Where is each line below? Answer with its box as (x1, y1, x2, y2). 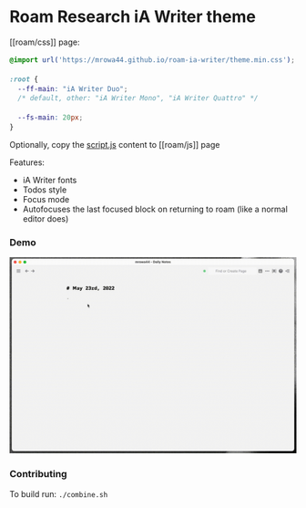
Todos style (22, 184, 67, 195)
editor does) (22, 213, 69, 224)
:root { (9, 75, 39, 84)
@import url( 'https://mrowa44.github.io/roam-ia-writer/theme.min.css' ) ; (9, 55, 296, 65)
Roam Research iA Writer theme (9, 6, 257, 27)
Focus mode (22, 193, 70, 204)
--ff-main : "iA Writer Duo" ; (17, 84, 128, 93)
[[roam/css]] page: (9, 36, 80, 47)
